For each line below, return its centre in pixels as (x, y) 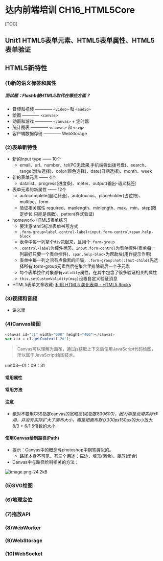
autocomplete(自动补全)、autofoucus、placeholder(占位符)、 (81, 195)
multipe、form (34, 202)
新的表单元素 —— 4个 (34, 177)
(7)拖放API (18, 514)
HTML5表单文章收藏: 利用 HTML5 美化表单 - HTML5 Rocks (71, 284)
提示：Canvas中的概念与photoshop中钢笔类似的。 (63, 450)
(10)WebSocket (24, 554)
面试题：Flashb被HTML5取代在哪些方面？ (48, 95)
